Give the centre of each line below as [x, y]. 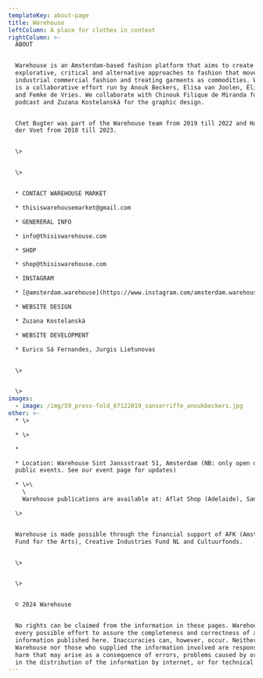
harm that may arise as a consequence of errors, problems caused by [131, 655]
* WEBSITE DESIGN [43, 307]
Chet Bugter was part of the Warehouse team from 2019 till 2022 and [131, 123]
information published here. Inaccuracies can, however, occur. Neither [136, 640]
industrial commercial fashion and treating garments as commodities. [133, 80]
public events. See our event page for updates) [96, 470]
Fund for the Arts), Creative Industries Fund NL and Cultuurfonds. [129, 541]
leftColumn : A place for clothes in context [82, 30]
